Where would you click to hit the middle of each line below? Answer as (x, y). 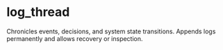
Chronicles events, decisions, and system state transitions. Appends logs (111, 31)
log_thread (38, 12)
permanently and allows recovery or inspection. (75, 38)
